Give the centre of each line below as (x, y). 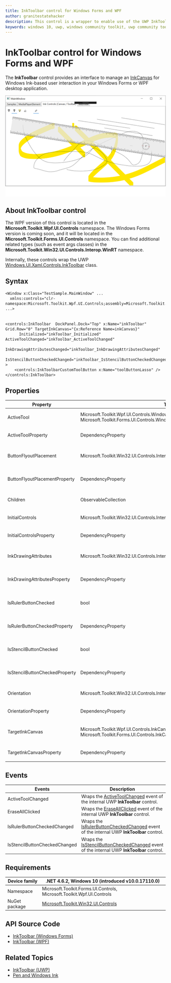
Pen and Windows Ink (35, 975)
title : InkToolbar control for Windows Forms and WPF (64, 11)
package (17, 906)
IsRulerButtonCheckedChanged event (121, 827)
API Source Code (33, 924)
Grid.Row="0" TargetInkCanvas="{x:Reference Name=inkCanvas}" (73, 329)
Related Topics (29, 958)
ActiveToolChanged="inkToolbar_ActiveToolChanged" (60, 339)
